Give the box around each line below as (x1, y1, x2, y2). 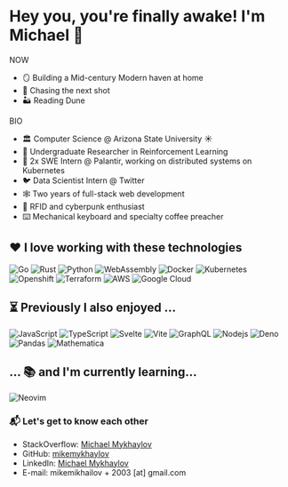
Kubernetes (21, 164, 65, 175)
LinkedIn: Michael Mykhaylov (21, 458, 129, 468)
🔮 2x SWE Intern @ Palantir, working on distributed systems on (21, 156, 252, 166)
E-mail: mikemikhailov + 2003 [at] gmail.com (21, 467, 187, 477)
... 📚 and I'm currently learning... (9, 364, 197, 379)
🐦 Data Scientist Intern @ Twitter (21, 175, 145, 186)
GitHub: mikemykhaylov (21, 448, 109, 459)
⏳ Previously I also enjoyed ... (9, 300, 176, 315)
